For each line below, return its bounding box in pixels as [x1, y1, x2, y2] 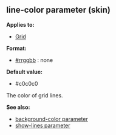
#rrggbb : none [15, 56, 53, 63]
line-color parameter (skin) [6, 5, 111, 15]
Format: [6, 44, 27, 52]
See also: [6, 103, 30, 111]
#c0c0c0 [15, 80, 38, 87]
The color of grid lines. [6, 91, 63, 99]
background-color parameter [15, 115, 88, 122]
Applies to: [6, 21, 35, 28]
